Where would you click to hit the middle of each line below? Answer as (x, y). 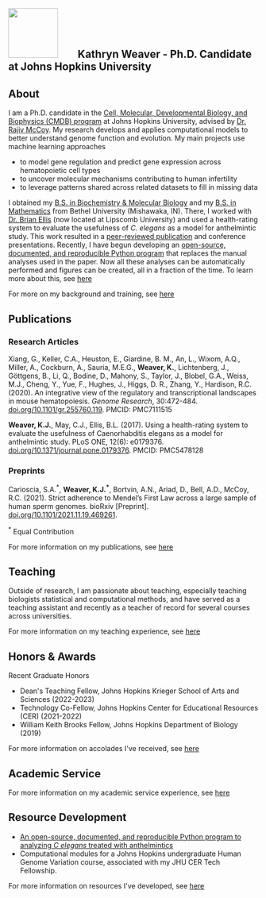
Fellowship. (38, 870)
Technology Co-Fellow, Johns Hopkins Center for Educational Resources (139, 708)
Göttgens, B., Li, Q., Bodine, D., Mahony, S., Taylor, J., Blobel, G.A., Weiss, (128, 376)
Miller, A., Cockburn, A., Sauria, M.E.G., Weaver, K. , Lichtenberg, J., (119, 367)
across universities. (40, 616)
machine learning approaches (57, 147)
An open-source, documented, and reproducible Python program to (131, 836)
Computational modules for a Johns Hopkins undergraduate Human (131, 854)
